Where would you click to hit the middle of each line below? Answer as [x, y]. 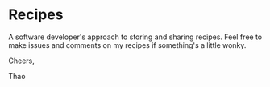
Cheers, [21, 61]
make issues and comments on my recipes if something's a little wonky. [127, 45]
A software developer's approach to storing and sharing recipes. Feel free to [135, 37]
